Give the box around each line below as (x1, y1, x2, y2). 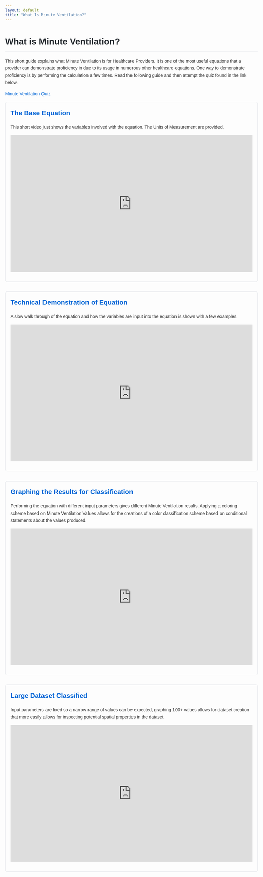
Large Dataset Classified (10, 691, 88, 700)
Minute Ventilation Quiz (5, 91, 51, 97)
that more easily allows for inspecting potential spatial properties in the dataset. (10, 714, 165, 720)
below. (5, 79, 18, 85)
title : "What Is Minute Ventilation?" (5, 12, 87, 17)
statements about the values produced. (10, 517, 87, 523)
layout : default (5, 8, 39, 13)
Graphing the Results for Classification (10, 488, 134, 496)
